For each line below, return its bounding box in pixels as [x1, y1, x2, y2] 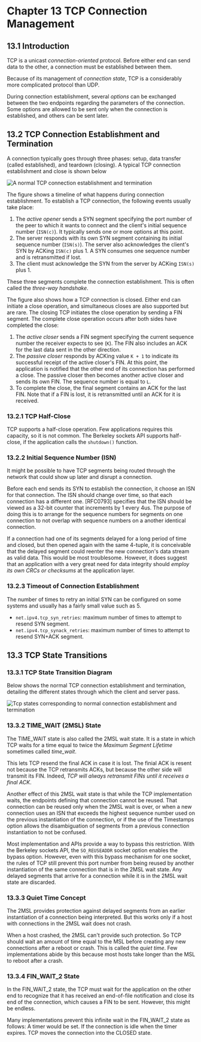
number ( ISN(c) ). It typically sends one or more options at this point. [15, 228, 184, 235]
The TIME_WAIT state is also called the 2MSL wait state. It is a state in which [7, 735, 196, 742]
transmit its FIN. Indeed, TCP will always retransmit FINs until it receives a [7, 772, 189, 779]
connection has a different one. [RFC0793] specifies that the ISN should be [7, 498, 192, 505]
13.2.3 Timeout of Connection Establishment [7, 582, 139, 590]
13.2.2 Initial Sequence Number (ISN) [7, 454, 117, 462]
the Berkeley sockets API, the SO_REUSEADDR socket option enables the [7, 846, 178, 854]
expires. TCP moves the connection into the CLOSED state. [7, 1029, 152, 1037]
